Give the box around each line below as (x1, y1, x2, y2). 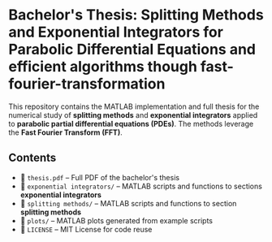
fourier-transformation (8, 75, 166, 93)
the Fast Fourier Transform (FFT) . (8, 127, 123, 137)
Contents (8, 151, 57, 165)
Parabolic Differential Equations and (8, 41, 257, 58)
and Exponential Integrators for (8, 23, 223, 41)
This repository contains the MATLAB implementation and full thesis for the (8, 102, 260, 111)
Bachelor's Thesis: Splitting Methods (8, 6, 264, 24)
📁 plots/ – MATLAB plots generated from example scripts (19, 215, 214, 225)
